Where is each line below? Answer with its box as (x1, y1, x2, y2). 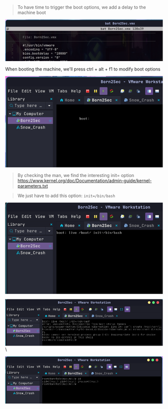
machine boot (17, 9, 46, 15)
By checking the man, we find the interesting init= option (17, 172, 134, 178)
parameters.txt (17, 183, 48, 189)
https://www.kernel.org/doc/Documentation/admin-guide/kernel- (17, 177, 152, 184)
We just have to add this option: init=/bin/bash (17, 192, 115, 199)
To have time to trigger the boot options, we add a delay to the (17, 4, 146, 10)
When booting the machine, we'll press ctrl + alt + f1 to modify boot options (5, 66, 161, 72)
